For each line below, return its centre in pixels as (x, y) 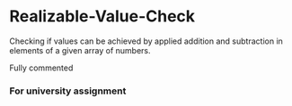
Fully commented (41, 68)
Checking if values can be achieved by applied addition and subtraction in (146, 41)
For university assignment (68, 91)
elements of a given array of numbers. (80, 50)
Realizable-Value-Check (102, 16)
